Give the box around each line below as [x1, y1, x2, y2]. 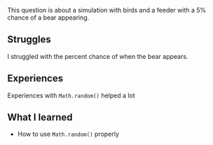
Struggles [7, 34, 51, 46]
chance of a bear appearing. [7, 13, 90, 22]
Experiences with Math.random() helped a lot [7, 91, 135, 99]
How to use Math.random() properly [17, 130, 119, 139]
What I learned [7, 111, 73, 123]
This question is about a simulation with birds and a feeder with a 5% [7, 6, 207, 14]
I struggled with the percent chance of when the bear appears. [7, 52, 188, 60]
